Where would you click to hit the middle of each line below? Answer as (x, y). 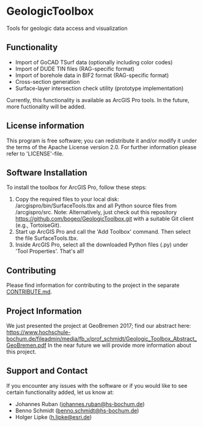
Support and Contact (47, 371)
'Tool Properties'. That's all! (50, 251)
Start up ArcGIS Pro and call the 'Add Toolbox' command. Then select (103, 232)
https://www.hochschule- (39, 332)
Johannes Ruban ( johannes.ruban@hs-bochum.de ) (80, 404)
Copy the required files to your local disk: (67, 199)
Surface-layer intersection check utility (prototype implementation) (99, 88)
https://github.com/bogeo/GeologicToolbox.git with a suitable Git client (104, 219)
